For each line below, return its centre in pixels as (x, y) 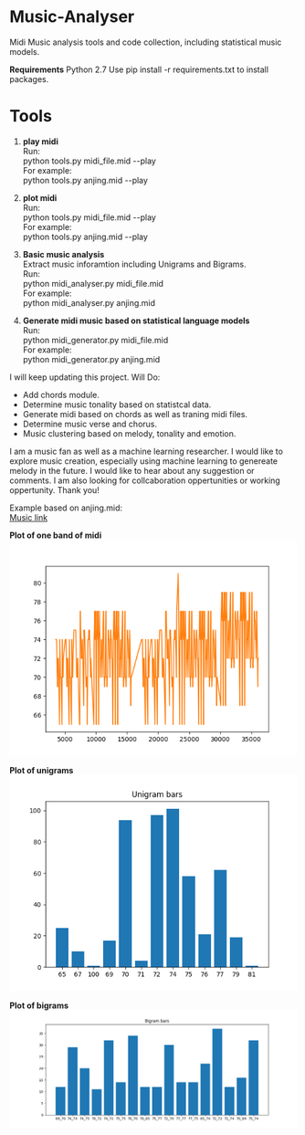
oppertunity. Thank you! (55, 489)
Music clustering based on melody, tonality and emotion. (129, 433)
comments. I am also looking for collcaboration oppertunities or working (145, 480)
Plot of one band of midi (56, 535)
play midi (41, 141)
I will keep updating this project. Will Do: (85, 377)
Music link (29, 517)
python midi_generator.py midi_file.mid (95, 340)
